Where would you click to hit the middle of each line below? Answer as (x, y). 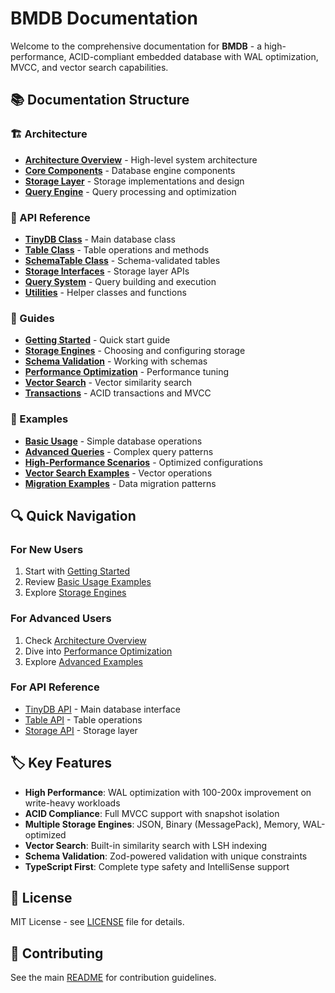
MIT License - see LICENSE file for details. (97, 922)
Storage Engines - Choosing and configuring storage (135, 351)
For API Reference (55, 687)
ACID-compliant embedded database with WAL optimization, (193, 56)
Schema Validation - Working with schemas (116, 361)
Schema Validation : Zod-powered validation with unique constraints (166, 856)
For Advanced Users (61, 619)
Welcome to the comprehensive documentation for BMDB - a (136, 46)
